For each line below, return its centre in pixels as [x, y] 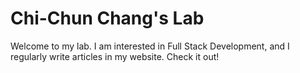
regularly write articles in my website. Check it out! [115, 56]
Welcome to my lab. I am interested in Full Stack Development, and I [150, 46]
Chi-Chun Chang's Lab [107, 18]
